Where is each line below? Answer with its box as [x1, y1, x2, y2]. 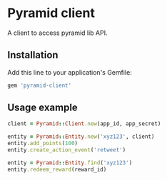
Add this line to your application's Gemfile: [7, 68, 132, 76]
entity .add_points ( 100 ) [7, 140, 79, 147]
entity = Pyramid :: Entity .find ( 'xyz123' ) [7, 159, 133, 166]
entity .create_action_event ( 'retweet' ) [7, 147, 126, 154]
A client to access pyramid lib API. [7, 28, 108, 37]
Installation [7, 49, 59, 61]
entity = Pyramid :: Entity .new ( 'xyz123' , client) [7, 133, 155, 140]
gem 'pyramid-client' [7, 82, 72, 89]
